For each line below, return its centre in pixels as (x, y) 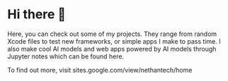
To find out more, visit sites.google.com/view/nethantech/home (100, 70)
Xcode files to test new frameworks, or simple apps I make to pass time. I (114, 41)
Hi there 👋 (36, 14)
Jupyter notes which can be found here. (66, 56)
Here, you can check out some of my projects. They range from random (112, 34)
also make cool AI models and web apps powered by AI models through (112, 49)
